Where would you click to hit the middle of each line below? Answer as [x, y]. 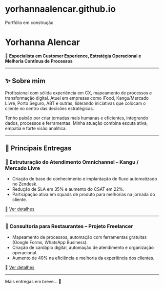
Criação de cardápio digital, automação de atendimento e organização [83, 247]
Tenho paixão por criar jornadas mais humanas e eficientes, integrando [77, 118]
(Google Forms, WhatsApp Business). [50, 242]
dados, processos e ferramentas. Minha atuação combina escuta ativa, [76, 123]
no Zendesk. [25, 184]
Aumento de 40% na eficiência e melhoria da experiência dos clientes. [83, 258]
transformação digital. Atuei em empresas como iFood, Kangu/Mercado [77, 98]
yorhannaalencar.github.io [61, 9]
